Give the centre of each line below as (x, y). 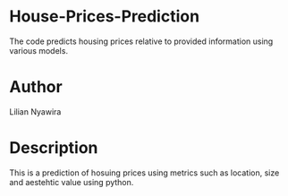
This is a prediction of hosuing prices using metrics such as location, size (144, 173)
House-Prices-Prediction (104, 17)
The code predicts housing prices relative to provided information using (141, 41)
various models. (39, 50)
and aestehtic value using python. (72, 182)
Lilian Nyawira (35, 111)
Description (54, 148)
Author (36, 87)
